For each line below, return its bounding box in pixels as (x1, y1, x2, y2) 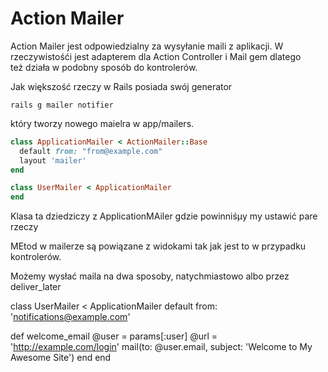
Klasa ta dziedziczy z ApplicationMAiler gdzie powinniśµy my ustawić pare (10, 210, 318, 222)
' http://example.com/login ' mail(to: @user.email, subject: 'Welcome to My (10, 341, 313, 353)
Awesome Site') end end (10, 352, 112, 364)
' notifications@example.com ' (10, 311, 131, 323)
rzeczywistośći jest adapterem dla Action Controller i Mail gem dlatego (10, 50, 302, 62)
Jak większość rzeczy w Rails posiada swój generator (10, 80, 233, 92)
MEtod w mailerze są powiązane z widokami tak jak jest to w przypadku (10, 240, 307, 252)
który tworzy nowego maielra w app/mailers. (10, 117, 195, 129)
